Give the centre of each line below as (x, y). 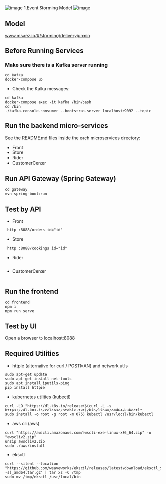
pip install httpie (25, 387)
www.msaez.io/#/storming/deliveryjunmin (48, 35)
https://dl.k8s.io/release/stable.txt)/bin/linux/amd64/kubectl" (74, 410)
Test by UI (21, 326)
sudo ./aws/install (25, 446)
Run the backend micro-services (57, 126)
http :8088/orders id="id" (35, 230)
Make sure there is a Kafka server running (56, 65)
